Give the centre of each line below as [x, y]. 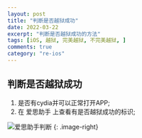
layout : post [27, 14]
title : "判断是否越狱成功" [43, 21]
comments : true [30, 47]
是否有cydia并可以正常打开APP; [64, 102]
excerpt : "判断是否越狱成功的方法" [54, 34]
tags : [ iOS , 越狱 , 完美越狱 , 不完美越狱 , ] [67, 41]
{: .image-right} [76, 127]
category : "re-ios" [36, 54]
